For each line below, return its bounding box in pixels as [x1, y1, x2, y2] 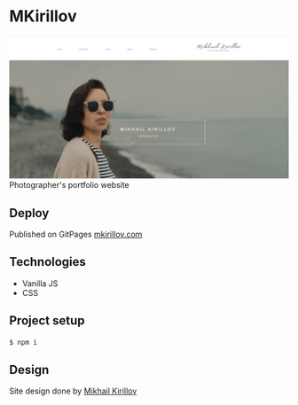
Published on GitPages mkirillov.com [9, 229, 143, 239]
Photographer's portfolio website [9, 180, 130, 191]
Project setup [9, 313, 86, 329]
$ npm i [9, 338, 38, 347]
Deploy [9, 206, 50, 221]
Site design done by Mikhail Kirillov [9, 386, 137, 396]
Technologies [9, 254, 87, 269]
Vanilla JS [21, 277, 59, 289]
